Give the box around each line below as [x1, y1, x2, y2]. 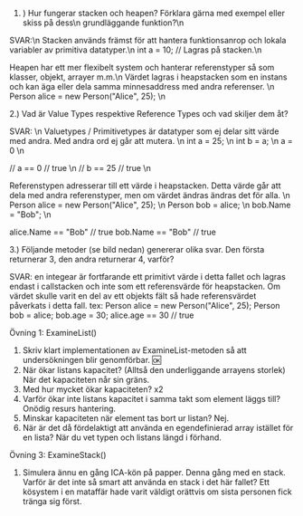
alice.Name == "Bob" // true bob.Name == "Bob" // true [9, 226, 217, 237]
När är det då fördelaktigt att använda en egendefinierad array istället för [22, 423, 294, 433]
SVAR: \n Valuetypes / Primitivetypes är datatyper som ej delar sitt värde [9, 126, 279, 137]
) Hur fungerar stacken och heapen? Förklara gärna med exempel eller [22, 8, 285, 18]
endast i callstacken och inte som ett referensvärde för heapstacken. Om [9, 281, 280, 291]
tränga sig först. [22, 496, 82, 506]
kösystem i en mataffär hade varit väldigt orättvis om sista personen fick [22, 486, 292, 497]
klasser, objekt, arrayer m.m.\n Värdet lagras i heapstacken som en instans [9, 72, 288, 82]
